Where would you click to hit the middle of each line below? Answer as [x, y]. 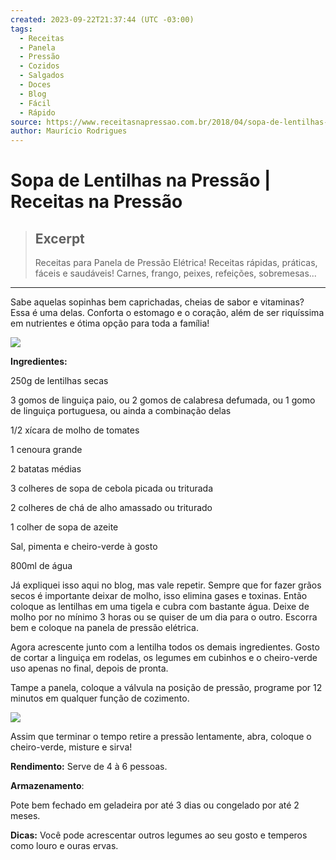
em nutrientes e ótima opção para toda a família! [110, 323]
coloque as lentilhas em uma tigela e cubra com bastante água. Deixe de [160, 607]
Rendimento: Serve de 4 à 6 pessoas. [89, 767]
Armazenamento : [47, 786]
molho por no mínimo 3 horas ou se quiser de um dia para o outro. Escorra [164, 617]
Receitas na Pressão [96, 202]
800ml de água [41, 566]
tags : [21, 29]
